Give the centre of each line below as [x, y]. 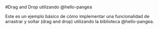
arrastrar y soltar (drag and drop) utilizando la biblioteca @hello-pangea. [80, 22]
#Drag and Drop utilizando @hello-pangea [49, 7]
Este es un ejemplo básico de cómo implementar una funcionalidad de [77, 16]
